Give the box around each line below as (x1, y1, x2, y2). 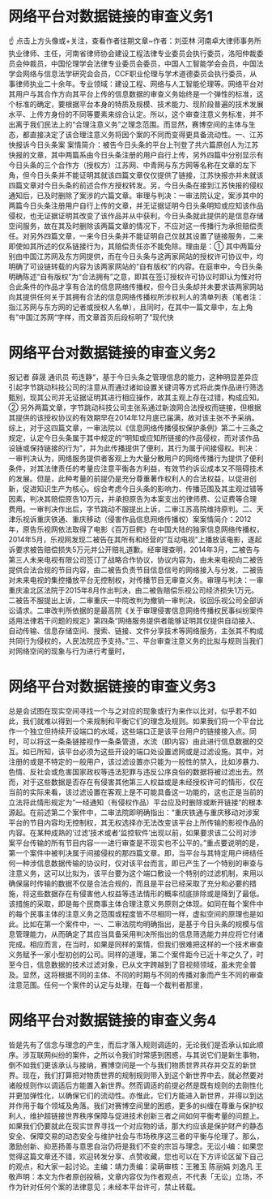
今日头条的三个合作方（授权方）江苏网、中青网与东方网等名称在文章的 (8, 160, 243, 170)
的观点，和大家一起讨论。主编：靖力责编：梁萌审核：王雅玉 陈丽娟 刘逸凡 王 (8, 1162, 263, 1171)
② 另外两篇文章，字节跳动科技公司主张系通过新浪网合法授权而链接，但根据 (8, 403, 261, 412)
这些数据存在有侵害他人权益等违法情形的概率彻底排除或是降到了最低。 (29, 888, 264, 898)
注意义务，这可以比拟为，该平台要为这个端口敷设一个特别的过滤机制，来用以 (8, 868, 264, 878)
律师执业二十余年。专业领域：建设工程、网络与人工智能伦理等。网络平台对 (15, 79, 264, 88)
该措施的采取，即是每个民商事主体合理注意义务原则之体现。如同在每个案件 (8, 899, 257, 908)
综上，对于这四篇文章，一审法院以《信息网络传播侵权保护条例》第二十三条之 (8, 423, 264, 433)
